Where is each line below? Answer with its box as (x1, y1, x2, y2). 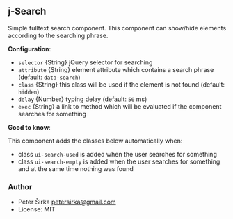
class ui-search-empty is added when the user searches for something (17, 157, 220, 166)
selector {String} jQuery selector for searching (17, 58, 153, 67)
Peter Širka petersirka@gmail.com (17, 198, 117, 207)
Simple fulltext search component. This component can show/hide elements (8, 24, 227, 32)
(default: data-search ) (17, 73, 81, 81)
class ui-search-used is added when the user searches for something (17, 150, 218, 158)
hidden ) (17, 87, 40, 96)
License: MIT (17, 205, 56, 213)
